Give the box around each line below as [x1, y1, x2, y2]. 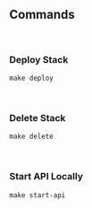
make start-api [9, 190, 66, 200]
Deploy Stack [9, 53, 69, 65]
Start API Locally [9, 170, 83, 183]
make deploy [9, 74, 54, 83]
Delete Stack [9, 112, 66, 125]
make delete [9, 132, 54, 142]
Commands [9, 7, 76, 22]
